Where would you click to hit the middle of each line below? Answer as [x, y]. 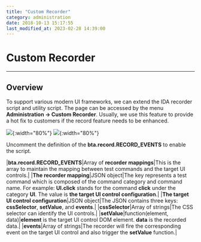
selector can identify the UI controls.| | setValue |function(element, [87, 213]
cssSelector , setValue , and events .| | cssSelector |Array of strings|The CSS [100, 207]
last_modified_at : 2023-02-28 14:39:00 [56, 28]
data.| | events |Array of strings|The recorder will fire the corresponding [94, 226]
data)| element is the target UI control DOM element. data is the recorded [96, 220]
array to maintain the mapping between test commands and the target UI [96, 169]
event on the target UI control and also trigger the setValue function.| [92, 232]
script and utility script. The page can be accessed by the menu [85, 108]
